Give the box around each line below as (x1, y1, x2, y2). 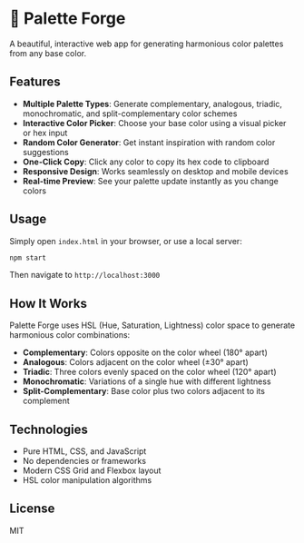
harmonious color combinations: (9, 330, 131, 341)
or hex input (22, 127, 68, 138)
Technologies (9, 421, 89, 437)
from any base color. (9, 47, 87, 58)
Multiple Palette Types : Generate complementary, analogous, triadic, (22, 98, 283, 109)
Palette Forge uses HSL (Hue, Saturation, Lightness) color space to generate (9, 320, 296, 331)
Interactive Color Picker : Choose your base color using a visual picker (22, 117, 287, 128)
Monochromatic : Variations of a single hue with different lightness (22, 376, 271, 387)
